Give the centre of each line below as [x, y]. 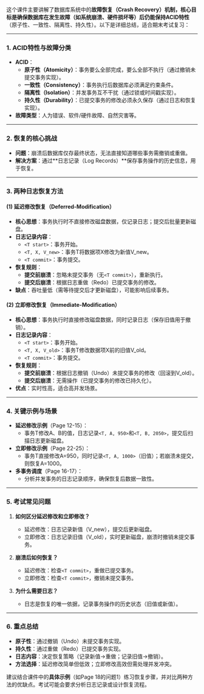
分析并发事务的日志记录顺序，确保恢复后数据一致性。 [91, 479]
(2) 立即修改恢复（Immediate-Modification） [63, 305]
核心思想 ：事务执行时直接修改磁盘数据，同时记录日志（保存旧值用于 [100, 320]
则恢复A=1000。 [44, 464]
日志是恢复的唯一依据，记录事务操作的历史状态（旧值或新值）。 [103, 604]
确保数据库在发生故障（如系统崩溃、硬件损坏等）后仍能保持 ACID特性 [103, 17]
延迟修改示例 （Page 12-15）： [51, 426]
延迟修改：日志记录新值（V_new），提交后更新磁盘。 [90, 529]
